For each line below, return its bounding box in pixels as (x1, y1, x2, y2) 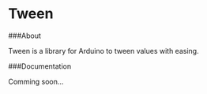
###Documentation (8, 61, 72, 71)
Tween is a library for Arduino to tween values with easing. (8, 46, 199, 55)
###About (8, 31, 42, 40)
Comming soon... (8, 77, 64, 86)
